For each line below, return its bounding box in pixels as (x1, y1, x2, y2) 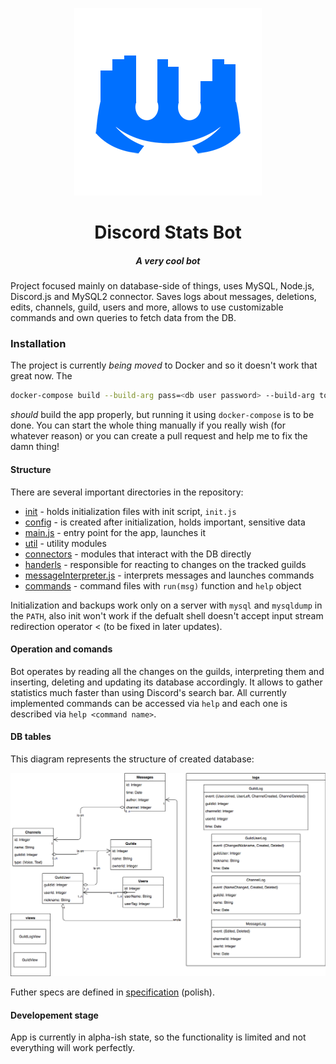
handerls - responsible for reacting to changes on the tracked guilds (24, 558, 307, 570)
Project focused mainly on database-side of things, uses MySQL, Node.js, (10, 280, 315, 292)
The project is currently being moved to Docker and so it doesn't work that (10, 359, 318, 372)
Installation (10, 337, 67, 351)
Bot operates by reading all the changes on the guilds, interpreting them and (10, 665, 325, 677)
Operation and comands (10, 643, 113, 655)
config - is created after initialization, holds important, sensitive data (24, 516, 306, 528)
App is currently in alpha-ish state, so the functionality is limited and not (10, 1031, 307, 1043)
